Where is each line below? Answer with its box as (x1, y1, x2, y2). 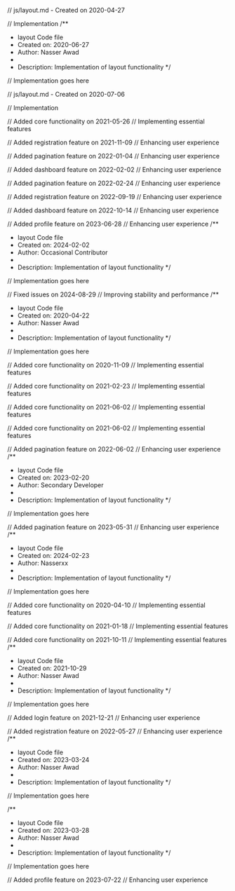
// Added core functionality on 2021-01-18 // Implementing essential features (7, 622, 229, 630)
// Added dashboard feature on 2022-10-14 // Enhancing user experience (7, 206, 220, 215)
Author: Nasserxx (17, 559, 69, 567)
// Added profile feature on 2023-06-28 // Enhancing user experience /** (7, 220, 219, 228)
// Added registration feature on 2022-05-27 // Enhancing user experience (7, 727, 223, 735)
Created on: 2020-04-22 (17, 311, 90, 320)
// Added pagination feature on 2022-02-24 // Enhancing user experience (7, 179, 221, 187)
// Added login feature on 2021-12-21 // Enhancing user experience (7, 714, 201, 721)
